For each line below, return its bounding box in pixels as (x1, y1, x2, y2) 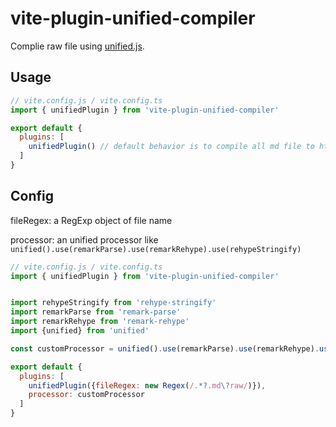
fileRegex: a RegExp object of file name (10, 214, 173, 226)
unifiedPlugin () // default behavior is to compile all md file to (28, 142, 315, 152)
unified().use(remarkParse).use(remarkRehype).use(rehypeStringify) (10, 244, 302, 254)
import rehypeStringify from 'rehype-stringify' (10, 298, 217, 308)
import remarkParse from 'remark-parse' (10, 307, 182, 317)
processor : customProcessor (28, 390, 145, 400)
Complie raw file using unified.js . (10, 40, 145, 52)
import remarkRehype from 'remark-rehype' (10, 317, 190, 327)
